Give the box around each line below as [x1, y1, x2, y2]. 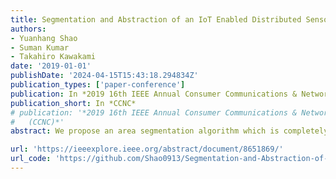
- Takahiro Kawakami [10, 52, 97, 62]
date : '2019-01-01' [10, 61, 92, 71]
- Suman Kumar [10, 42, 70, 53]
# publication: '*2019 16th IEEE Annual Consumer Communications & [10, 107, 298, 118]
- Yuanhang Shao [10, 33, 78, 43]
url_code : [10, 154, 52, 164]
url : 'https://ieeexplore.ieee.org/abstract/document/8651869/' [10, 144, 284, 155]
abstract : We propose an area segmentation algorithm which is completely [10, 126, 329, 136]
